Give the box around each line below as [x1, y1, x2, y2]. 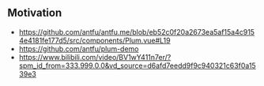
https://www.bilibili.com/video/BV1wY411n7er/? [18, 52, 172, 62]
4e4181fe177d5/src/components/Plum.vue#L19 [18, 36, 171, 45]
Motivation [7, 6, 62, 20]
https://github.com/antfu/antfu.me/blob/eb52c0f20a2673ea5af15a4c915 [18, 27, 255, 36]
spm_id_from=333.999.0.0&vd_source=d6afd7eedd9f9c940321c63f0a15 [18, 61, 256, 70]
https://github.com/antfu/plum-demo [18, 43, 139, 54]
